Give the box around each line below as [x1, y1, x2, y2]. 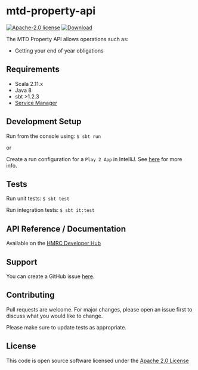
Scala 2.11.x [14, 80, 44, 87]
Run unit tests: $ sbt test [6, 195, 70, 202]
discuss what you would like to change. [6, 312, 103, 319]
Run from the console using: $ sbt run [6, 132, 101, 140]
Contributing [6, 290, 55, 300]
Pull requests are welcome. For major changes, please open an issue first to [6, 306, 193, 313]
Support [6, 257, 38, 267]
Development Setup [6, 116, 82, 127]
